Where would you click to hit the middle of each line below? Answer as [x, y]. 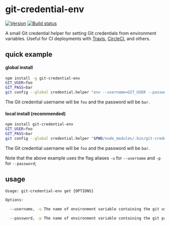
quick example [29, 54]
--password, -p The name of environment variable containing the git [84, 218]
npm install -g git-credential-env [43, 78]
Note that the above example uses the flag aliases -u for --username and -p [83, 158]
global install [19, 67]
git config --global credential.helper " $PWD [54, 138]
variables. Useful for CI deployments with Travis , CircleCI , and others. [78, 39]
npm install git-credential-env [39, 124]
